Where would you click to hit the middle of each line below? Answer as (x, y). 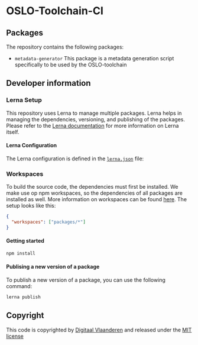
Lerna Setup (24, 100)
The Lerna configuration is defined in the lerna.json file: (75, 159)
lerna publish (24, 297)
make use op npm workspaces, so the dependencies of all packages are (95, 193)
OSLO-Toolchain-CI (55, 11)
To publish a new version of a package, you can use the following (86, 280)
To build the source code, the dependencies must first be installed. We (92, 187)
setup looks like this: (31, 206)
